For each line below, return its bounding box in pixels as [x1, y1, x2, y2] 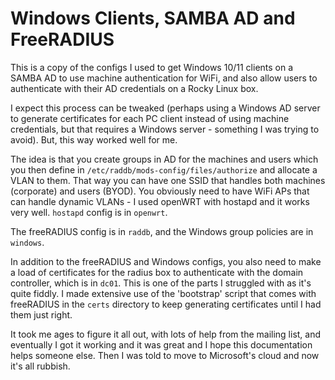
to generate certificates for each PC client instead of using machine [10, 112, 290, 124]
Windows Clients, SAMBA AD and [10, 7, 296, 30]
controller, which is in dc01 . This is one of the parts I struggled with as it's [10, 277, 312, 289]
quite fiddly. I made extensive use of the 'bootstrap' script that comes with [10, 287, 317, 299]
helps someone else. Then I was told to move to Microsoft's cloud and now [10, 349, 320, 361]
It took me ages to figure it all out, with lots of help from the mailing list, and [10, 328, 322, 340]
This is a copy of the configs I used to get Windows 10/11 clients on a [10, 61, 294, 73]
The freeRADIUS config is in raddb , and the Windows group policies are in [10, 225, 314, 237]
